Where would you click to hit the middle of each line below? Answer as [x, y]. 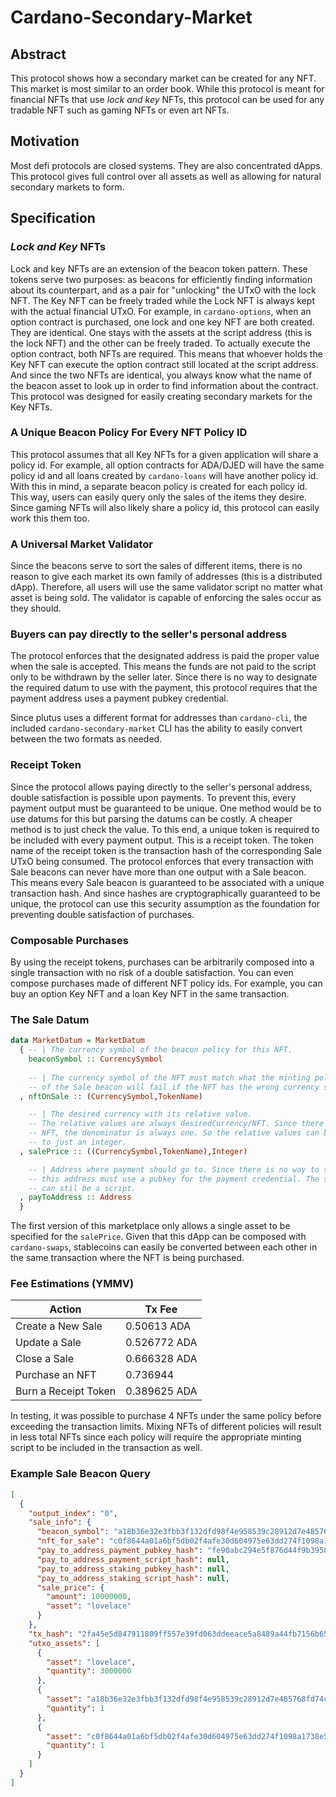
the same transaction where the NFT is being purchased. [127, 1258]
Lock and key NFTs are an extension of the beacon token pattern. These [159, 268]
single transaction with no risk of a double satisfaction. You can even [152, 972]
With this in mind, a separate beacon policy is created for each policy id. [159, 486]
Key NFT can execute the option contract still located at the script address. [164, 364]
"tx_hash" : [51, 1634]
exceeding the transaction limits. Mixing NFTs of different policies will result [166, 1427]
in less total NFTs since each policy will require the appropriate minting [156, 1437]
